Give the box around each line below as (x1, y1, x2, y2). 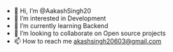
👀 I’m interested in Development (13, 14, 106, 22)
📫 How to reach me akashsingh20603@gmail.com (13, 37, 162, 45)
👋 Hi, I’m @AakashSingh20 (13, 7, 92, 15)
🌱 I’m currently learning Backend (13, 22, 109, 30)
